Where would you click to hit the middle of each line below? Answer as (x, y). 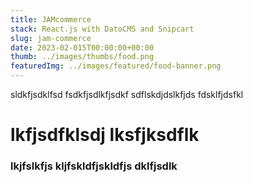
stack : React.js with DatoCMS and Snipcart (102, 29)
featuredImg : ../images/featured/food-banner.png (116, 66)
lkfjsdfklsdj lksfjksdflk (105, 135)
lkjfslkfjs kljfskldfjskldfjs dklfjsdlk (94, 166)
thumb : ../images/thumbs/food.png (82, 57)
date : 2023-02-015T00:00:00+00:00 (82, 47)
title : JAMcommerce (51, 19)
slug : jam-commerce (51, 38)
